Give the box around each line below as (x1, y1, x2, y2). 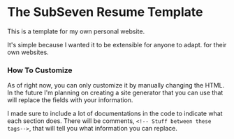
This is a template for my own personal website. (7, 27, 145, 35)
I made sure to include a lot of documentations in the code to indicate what (7, 109, 223, 118)
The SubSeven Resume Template (7, 4, 203, 20)
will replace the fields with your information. (7, 96, 133, 104)
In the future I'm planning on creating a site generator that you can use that (7, 88, 224, 97)
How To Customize (7, 65, 73, 75)
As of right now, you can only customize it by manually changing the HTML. (7, 81, 225, 90)
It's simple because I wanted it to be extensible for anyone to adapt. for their (7, 40, 227, 49)
